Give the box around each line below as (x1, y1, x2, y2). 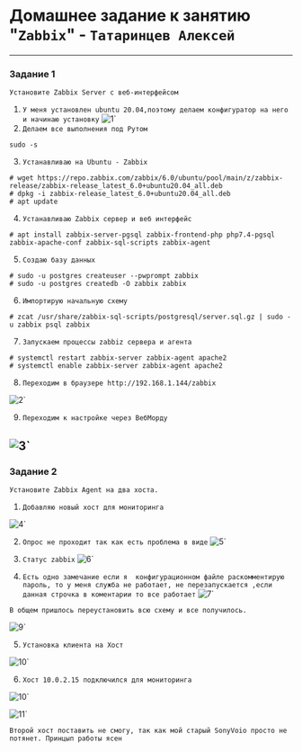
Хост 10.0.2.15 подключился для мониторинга (22, 676, 192, 685)
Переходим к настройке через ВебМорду (22, 414, 168, 423)
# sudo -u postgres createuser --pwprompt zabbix (9, 272, 200, 281)
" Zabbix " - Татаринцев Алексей (9, 24, 235, 45)
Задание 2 (9, 465, 58, 478)
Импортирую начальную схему (22, 297, 128, 306)
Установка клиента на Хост (22, 640, 124, 649)
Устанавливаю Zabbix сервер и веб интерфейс (22, 215, 192, 224)
